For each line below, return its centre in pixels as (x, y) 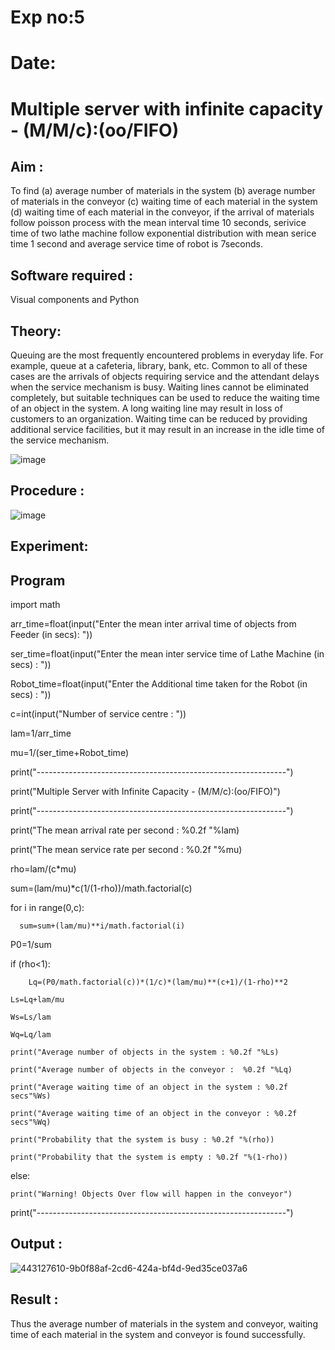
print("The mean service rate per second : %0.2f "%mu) (126, 850)
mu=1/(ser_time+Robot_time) (69, 753)
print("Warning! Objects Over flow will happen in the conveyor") (151, 1194)
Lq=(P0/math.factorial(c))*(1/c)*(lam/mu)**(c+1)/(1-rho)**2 (158, 982)
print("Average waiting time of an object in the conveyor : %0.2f (154, 1114)
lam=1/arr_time (41, 733)
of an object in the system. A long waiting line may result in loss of (146, 408)
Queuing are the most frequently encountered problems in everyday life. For (167, 355)
